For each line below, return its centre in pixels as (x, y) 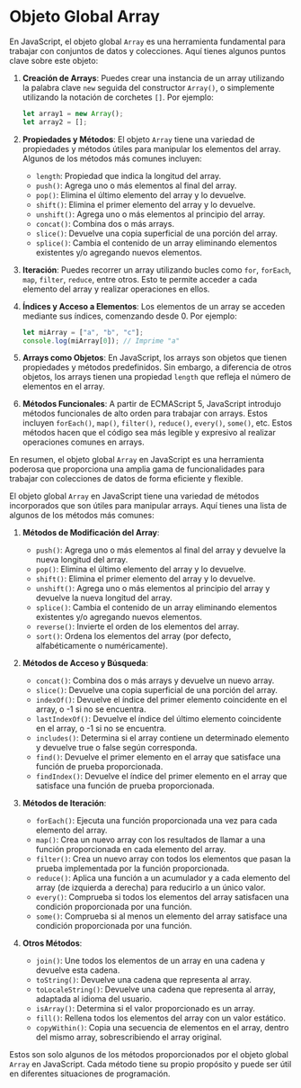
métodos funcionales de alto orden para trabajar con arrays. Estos (145, 414)
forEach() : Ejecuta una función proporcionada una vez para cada (156, 821)
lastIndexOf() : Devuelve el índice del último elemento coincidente (159, 719)
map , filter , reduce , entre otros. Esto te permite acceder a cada (140, 279)
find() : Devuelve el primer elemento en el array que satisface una (158, 757)
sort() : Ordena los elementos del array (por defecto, (133, 636)
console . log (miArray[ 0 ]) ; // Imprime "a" (101, 341)
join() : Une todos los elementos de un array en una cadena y (150, 961)
